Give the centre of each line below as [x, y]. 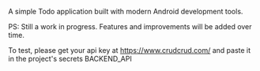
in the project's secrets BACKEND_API [70, 59]
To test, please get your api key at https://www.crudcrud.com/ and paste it [130, 50]
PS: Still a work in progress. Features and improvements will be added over [130, 26]
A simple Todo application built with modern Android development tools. [126, 11]
